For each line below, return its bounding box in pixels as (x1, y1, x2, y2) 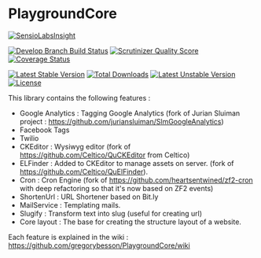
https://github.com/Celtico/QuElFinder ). (19, 167, 148, 176)
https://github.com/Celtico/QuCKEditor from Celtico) (19, 150, 190, 160)
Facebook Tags (19, 125, 70, 135)
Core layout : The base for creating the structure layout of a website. (19, 217, 242, 227)
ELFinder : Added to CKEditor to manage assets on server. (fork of (19, 158, 234, 168)
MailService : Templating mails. (19, 200, 121, 209)
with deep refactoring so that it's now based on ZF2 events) (19, 183, 214, 193)
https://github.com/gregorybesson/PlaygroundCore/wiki (8, 241, 190, 250)
